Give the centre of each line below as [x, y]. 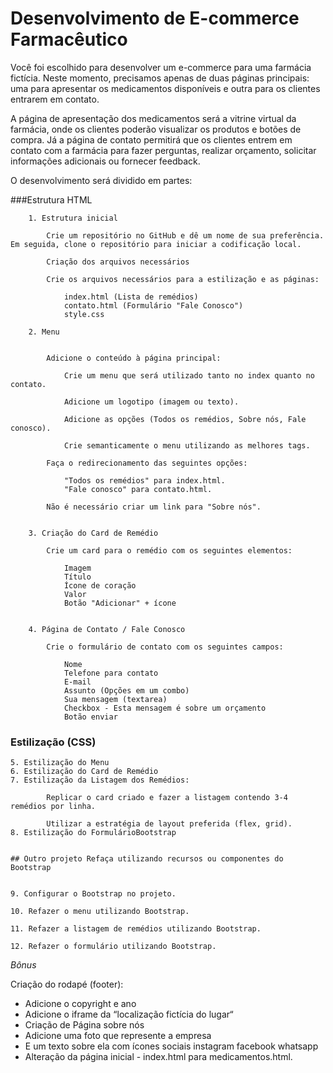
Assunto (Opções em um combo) [126, 690]
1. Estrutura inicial [73, 218]
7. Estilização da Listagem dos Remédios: [100, 780]
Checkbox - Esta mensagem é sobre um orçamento [165, 708]
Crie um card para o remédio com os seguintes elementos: [169, 550]
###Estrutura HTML [51, 199]
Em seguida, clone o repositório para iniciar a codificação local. [156, 244]
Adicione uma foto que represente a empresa [118, 1036]
